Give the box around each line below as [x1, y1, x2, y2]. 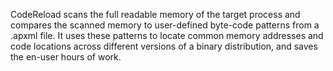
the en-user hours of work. [10, 51, 122, 63]
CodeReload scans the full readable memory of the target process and [10, 9, 301, 20]
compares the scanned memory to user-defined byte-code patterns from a [10, 19, 320, 31]
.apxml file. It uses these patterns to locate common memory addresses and [10, 30, 324, 41]
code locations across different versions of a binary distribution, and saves [10, 40, 318, 52]
